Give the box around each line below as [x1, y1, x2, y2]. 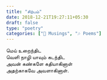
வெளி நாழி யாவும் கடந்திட [6, 54, 65, 61]
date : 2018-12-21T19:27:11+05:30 [6, 14, 89, 20]
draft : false [6, 20, 38, 25]
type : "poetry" [6, 25, 44, 31]
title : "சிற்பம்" [6, 8, 43, 15]
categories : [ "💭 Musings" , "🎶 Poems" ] [6, 31, 102, 37]
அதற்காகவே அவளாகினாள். [6, 67, 69, 74]
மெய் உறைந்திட [6, 47, 41, 54]
